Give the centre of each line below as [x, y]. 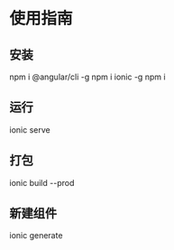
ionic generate [36, 236]
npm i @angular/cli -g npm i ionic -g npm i [87, 77]
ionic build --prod [42, 182]
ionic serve [30, 130]
